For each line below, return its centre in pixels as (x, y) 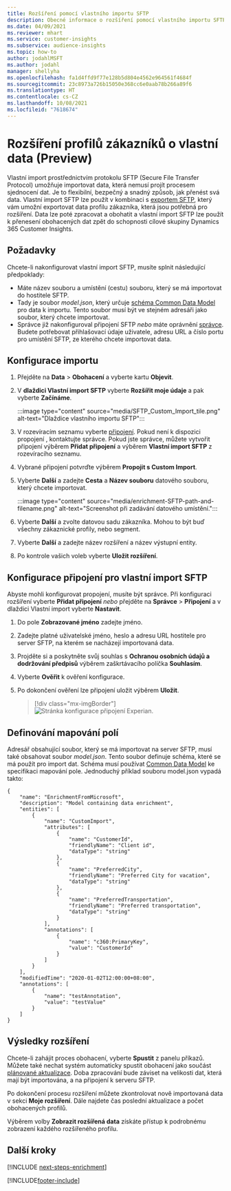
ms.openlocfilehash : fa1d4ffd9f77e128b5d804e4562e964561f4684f (100, 78)
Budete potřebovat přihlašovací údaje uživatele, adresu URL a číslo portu (120, 332)
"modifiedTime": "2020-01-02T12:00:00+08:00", (87, 978)
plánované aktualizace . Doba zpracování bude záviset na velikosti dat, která (114, 1072)
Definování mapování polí (63, 732)
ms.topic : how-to (32, 52)
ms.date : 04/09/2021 (37, 26)
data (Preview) (50, 158)
